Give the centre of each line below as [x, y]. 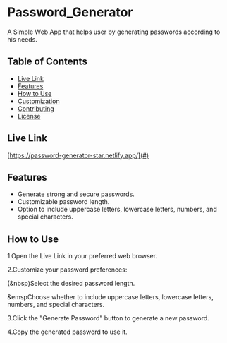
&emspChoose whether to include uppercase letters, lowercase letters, [110, 297]
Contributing [36, 108]
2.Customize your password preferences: [67, 270]
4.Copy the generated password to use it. [68, 332]
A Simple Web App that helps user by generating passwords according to [114, 32]
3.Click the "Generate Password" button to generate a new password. [108, 318]
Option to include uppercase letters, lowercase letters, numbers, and [117, 210]
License [29, 116]
